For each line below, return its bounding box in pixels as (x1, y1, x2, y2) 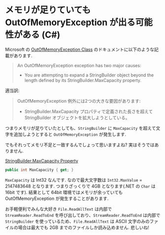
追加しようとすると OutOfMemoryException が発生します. (13, 131, 127, 137)
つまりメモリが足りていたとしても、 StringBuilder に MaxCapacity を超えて (5, 125, 156, 131)
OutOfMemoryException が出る (5, 17, 135, 28)
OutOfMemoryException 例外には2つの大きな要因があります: (17, 98, 141, 104)
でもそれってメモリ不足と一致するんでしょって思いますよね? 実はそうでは (5, 142, 155, 148)
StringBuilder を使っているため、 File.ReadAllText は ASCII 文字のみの (5, 218, 150, 224)
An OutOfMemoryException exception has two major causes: (17, 62, 141, 68)
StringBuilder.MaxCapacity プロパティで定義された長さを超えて (24, 108, 153, 114)
